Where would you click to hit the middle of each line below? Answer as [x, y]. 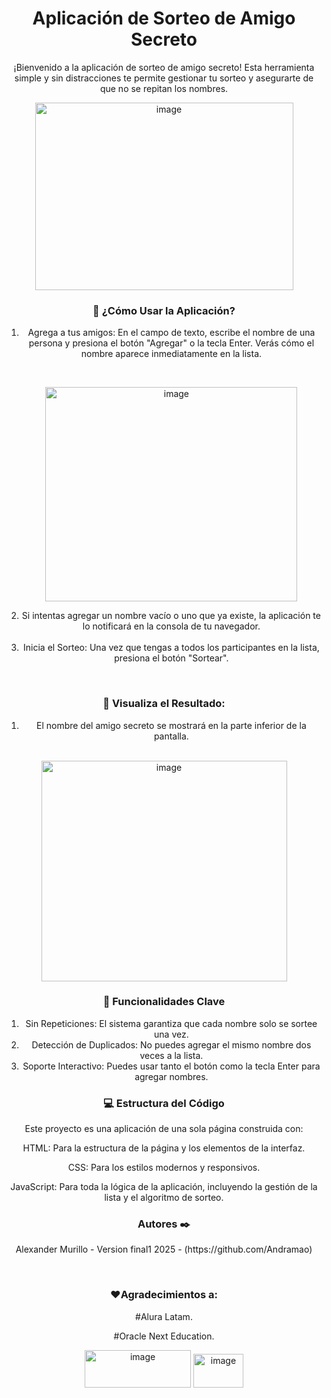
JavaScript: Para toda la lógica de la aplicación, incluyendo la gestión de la [164, 1187]
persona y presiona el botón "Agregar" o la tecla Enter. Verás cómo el [171, 343]
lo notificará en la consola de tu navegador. [171, 626]
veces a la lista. [171, 1055]
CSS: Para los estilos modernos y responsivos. [164, 1168]
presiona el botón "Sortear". [171, 658]
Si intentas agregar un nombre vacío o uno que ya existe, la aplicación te [171, 616]
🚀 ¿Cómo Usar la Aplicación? [164, 310]
